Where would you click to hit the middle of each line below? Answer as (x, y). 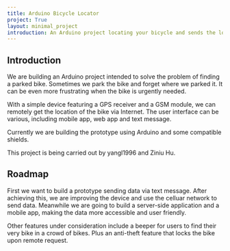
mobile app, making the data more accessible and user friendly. (97, 212)
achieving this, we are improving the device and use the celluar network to (112, 198)
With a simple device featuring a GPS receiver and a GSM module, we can (111, 105)
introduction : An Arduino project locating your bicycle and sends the (111, 32)
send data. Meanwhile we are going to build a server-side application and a (113, 205)
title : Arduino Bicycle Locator (53, 13)
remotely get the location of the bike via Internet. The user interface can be (113, 112)
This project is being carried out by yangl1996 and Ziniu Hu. (91, 153)
